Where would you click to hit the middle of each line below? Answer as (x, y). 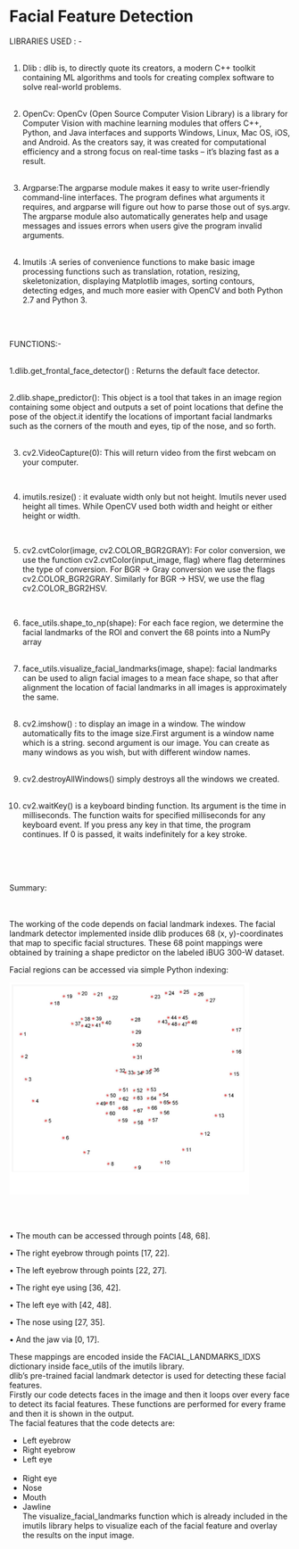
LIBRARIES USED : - (46, 41)
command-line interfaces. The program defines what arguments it (143, 197)
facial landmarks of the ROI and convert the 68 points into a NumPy (146, 632)
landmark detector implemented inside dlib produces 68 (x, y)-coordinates (146, 933)
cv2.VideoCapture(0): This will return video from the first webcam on (149, 452)
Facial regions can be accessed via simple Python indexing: (119, 969)
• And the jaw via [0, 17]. (54, 1339)
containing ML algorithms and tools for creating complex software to (148, 77)
